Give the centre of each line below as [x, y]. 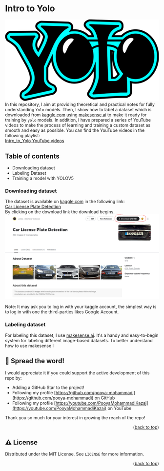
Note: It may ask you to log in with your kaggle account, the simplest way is [81, 307]
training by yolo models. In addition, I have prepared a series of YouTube [78, 120]
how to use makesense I [30, 346]
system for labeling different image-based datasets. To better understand [79, 340]
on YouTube [119, 408]
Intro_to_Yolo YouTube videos [35, 141]
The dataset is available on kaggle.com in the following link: [65, 202]
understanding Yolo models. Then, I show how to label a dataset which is [78, 110]
